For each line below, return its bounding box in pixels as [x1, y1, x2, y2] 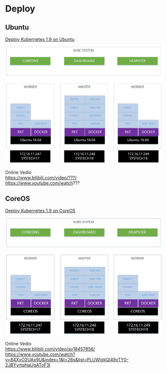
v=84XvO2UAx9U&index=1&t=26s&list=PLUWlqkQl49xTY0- [5, 357, 129, 363]
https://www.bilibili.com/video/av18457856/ [5, 346, 95, 352]
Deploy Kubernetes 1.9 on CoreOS [5, 208, 76, 214]
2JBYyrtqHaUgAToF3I [5, 362, 51, 368]
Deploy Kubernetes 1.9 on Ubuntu [5, 36, 75, 42]
